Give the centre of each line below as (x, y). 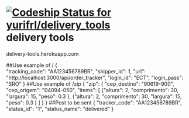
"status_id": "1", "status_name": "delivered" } (60, 109)
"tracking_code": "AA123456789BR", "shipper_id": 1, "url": (76, 71)
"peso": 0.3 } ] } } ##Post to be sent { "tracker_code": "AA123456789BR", (94, 102)
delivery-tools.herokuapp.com (42, 53)
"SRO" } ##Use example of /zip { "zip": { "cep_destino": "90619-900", (90, 84)
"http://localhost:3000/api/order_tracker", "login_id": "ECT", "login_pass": (94, 77)
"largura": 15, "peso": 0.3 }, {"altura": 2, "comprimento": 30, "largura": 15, (94, 96)
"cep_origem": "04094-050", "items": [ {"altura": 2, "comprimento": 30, (92, 90)
